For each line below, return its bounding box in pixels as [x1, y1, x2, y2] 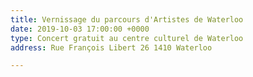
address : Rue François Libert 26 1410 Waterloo [10, 42, 213, 53]
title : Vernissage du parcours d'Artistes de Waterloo [10, 14, 244, 25]
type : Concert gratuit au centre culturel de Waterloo [10, 33, 244, 43]
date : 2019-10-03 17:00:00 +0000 [10, 24, 150, 34]
